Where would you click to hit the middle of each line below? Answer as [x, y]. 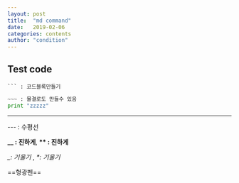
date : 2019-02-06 [36, 27]
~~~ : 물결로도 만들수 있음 [42, 99]
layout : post [27, 14]
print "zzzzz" [28, 106]
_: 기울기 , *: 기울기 [34, 157]
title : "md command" [39, 21]
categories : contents [39, 34]
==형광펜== [24, 172]
